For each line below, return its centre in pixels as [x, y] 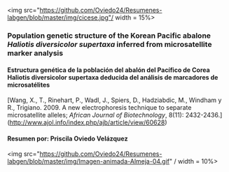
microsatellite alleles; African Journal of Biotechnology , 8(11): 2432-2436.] [115, 115]
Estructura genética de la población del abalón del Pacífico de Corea [109, 70]
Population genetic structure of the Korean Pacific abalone [109, 36]
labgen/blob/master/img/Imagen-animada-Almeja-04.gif [89, 162]
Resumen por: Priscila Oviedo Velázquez [68, 138]
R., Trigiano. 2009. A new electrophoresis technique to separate [99, 108]
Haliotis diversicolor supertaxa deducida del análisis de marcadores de [113, 77]
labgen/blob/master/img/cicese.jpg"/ [61, 17]
